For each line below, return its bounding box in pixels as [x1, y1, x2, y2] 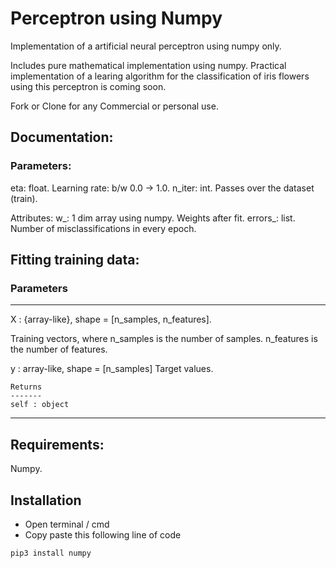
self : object [10, 400, 70, 410]
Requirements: [10, 436, 105, 453]
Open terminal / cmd [24, 518, 110, 530]
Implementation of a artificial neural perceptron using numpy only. [10, 40, 282, 52]
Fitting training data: [10, 252, 140, 269]
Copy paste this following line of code [24, 528, 182, 541]
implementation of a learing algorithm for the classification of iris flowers [10, 70, 310, 82]
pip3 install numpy [10, 548, 92, 558]
